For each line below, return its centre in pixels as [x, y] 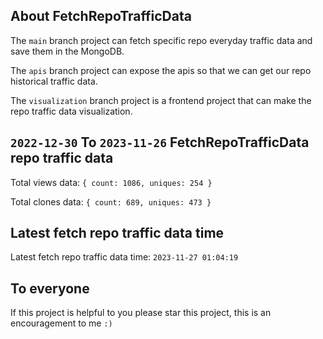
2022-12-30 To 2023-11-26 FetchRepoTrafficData [160, 142]
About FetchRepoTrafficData [101, 16]
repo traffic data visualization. [71, 111]
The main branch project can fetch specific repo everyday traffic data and [161, 40]
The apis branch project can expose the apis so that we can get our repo [161, 70]
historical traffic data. [54, 81]
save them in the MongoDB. [67, 51]
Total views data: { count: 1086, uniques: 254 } [111, 182]
